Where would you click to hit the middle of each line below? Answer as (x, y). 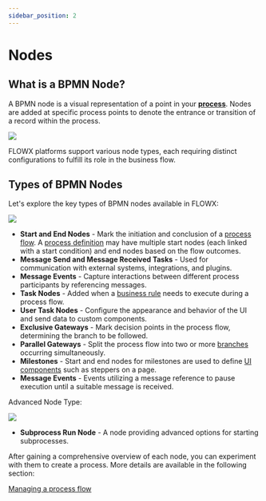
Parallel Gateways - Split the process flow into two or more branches (134, 345)
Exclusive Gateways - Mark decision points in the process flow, (125, 327)
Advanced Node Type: (45, 402)
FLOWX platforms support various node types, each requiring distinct (123, 151)
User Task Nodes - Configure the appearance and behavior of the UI (133, 310)
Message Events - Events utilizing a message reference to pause (127, 378)
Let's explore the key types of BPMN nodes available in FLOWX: (113, 203)
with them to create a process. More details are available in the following (127, 465)
